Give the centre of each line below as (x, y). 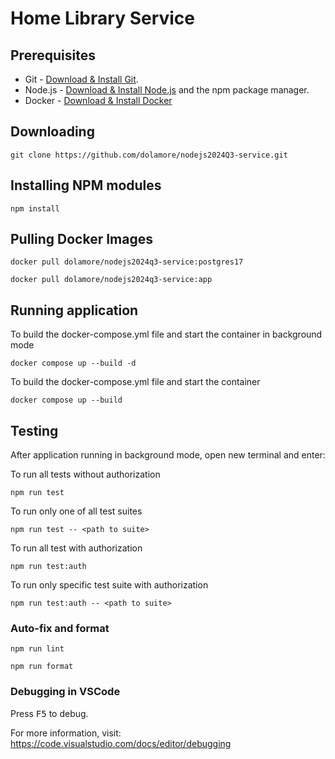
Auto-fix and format (60, 628)
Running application (74, 310)
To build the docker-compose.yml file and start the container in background (166, 334)
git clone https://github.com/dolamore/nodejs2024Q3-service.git (149, 155)
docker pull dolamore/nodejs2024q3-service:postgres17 (127, 262)
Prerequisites (53, 55)
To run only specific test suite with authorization (109, 585)
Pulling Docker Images (82, 239)
